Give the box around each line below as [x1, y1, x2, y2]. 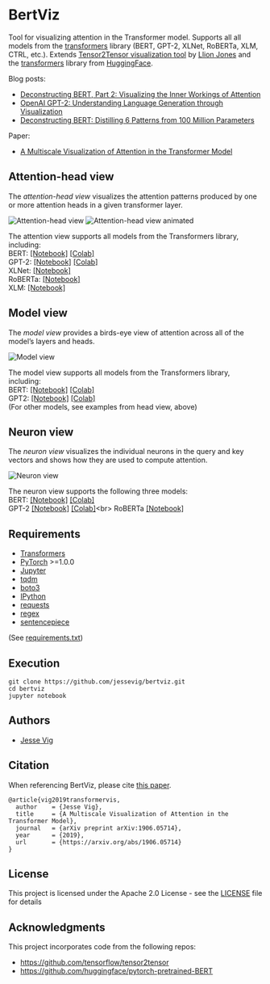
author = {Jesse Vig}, [15, 802, 103, 811]
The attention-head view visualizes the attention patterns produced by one [8, 191, 258, 201]
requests [19, 600, 50, 610]
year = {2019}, [15, 831, 85, 839]
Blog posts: [8, 74, 46, 83]
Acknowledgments [8, 920, 106, 934]
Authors [8, 713, 51, 728]
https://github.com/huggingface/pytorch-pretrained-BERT [19, 966, 214, 976]
